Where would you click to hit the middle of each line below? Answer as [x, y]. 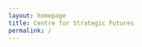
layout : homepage [37, 16]
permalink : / [30, 30]
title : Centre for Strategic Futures [71, 23]
